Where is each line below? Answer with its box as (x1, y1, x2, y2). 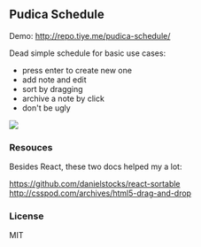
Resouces (9, 141, 53, 153)
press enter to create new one (21, 65, 133, 75)
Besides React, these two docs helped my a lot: (9, 161, 182, 172)
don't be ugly (21, 102, 71, 113)
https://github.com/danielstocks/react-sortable (9, 179, 181, 189)
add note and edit (21, 74, 87, 85)
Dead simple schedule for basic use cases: (9, 48, 166, 58)
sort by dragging (21, 83, 83, 94)
